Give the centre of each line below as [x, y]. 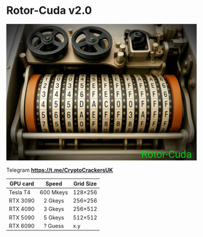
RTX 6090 [22, 226]
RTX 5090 [22, 217]
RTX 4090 [22, 209]
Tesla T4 [20, 192]
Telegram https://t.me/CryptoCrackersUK [60, 170]
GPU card [22, 183]
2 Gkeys [54, 201]
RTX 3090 [22, 201]
